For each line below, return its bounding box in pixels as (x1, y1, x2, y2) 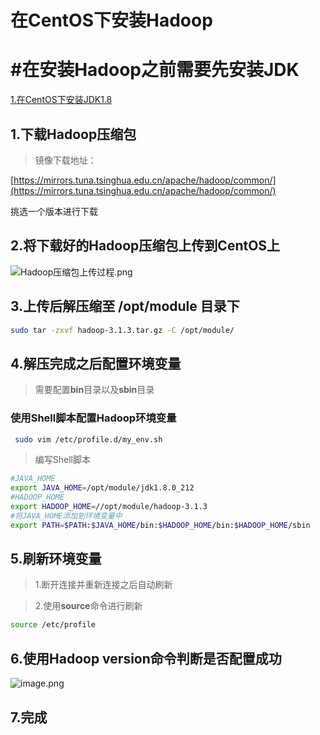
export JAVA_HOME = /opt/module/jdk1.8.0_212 (10, 483, 195, 493)
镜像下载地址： (34, 154, 97, 166)
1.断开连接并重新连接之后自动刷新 (34, 579, 173, 591)
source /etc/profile (10, 620, 97, 630)
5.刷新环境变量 (10, 551, 102, 568)
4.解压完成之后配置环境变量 (10, 355, 182, 372)
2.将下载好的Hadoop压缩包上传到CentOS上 (10, 237, 281, 255)
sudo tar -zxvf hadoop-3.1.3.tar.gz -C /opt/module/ (10, 325, 235, 335)
